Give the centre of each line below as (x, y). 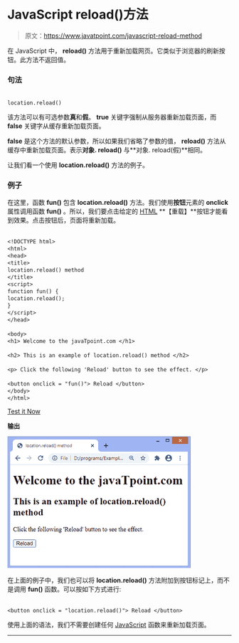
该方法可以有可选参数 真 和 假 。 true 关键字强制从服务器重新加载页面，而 (112, 117)
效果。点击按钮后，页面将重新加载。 (66, 220)
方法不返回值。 (48, 59)
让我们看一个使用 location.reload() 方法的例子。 (78, 165)
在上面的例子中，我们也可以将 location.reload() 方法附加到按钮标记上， (112, 580)
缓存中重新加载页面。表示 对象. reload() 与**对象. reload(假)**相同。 (107, 150)
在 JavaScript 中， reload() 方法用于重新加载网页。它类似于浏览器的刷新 (113, 51)
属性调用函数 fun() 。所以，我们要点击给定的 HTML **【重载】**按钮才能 (115, 211)
